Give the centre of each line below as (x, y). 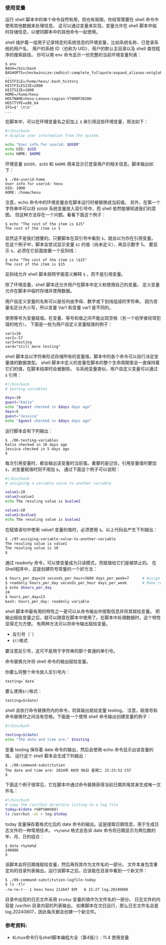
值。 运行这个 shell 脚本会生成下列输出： (46, 756)
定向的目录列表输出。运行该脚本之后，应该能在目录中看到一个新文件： (77, 870)
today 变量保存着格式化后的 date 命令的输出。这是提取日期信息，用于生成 (80, 824)
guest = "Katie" (20, 402)
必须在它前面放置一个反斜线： (47, 250)
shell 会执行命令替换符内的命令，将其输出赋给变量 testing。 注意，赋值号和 (82, 710)
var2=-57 (14, 338)
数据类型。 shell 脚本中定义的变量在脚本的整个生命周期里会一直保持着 (89, 362)
